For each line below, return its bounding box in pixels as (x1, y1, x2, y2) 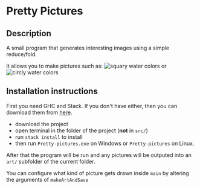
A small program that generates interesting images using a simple (6, 44, 170, 51)
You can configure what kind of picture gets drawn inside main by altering (6, 169, 189, 176)
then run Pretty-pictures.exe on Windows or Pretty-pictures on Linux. (15, 139, 195, 147)
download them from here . (6, 109, 73, 116)
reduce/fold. (6, 51, 37, 58)
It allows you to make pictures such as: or (6, 62, 167, 69)
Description (6, 28, 51, 39)
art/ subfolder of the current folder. (6, 158, 95, 165)
